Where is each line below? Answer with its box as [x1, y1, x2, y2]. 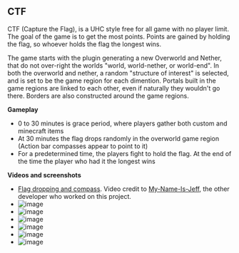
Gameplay [7, 105, 39, 113]
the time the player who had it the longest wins [17, 157, 156, 165]
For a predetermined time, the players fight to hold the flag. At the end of [17, 149, 232, 158]
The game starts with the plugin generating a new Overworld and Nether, [7, 53, 223, 62]
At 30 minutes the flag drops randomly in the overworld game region [17, 134, 220, 143]
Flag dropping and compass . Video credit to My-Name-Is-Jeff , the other [17, 185, 230, 193]
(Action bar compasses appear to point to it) [17, 142, 148, 150]
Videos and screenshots [7, 170, 81, 179]
